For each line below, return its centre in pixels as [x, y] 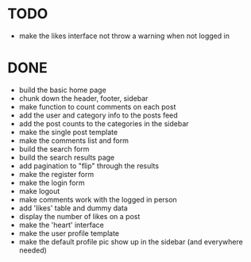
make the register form [56, 174]
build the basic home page [62, 90]
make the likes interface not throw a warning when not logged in [124, 36]
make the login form [52, 183]
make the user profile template [69, 233]
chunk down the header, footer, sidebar [83, 98]
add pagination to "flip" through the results [89, 166]
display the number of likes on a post [79, 216]
